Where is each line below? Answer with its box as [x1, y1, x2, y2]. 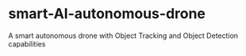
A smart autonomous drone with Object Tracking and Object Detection [8, 31, 239, 40]
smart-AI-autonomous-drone [8, 5, 206, 23]
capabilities [8, 39, 46, 48]
